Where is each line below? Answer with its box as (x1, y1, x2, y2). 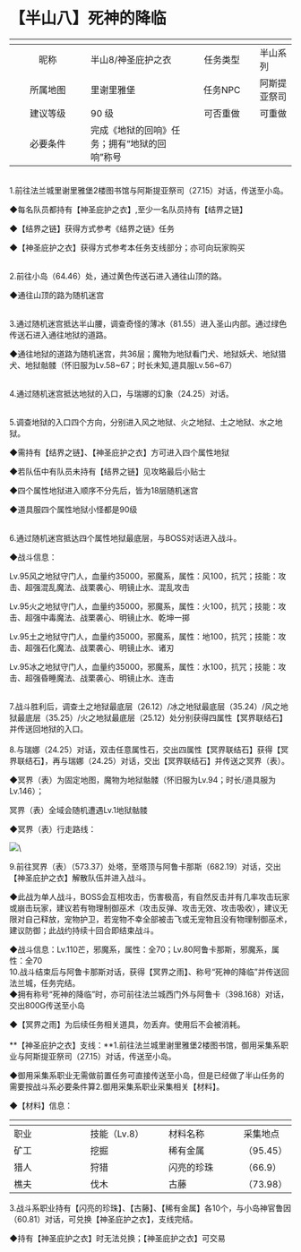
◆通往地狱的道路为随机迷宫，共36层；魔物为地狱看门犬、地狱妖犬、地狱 (9, 348, 279, 359)
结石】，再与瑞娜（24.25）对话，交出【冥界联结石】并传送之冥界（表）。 (24, 755, 289, 766)
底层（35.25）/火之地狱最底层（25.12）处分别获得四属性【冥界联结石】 (24, 712, 288, 723)
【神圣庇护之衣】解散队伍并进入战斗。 (9, 872, 150, 883)
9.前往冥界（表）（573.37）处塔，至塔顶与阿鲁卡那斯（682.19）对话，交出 (9, 861, 281, 871)
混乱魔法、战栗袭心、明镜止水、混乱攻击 (39, 581, 190, 592)
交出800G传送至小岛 (9, 999, 85, 1010)
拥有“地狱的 (108, 137, 159, 150)
